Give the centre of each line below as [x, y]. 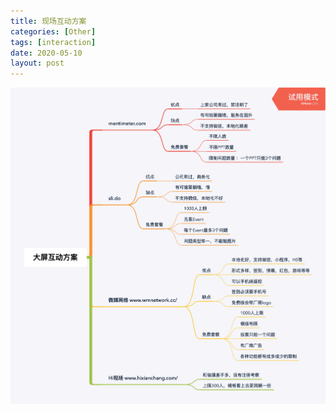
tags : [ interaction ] [53, 42]
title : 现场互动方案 [48, 21]
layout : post [37, 63]
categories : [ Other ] [53, 31]
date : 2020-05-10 [46, 53]
